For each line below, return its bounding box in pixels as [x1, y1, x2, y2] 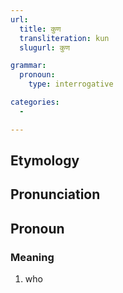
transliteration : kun [19, 33, 110, 43]
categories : [10, 97, 60, 107]
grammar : [10, 61, 47, 71]
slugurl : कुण [19, 42, 70, 53]
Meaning [10, 250, 55, 264]
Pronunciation [10, 186, 101, 203]
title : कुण [19, 24, 62, 34]
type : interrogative [28, 79, 114, 90]
